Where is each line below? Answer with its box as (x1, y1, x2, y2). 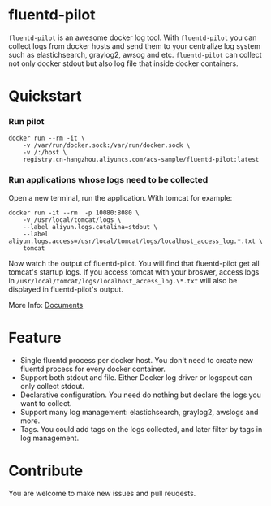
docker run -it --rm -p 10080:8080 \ (8, 209, 140, 217)
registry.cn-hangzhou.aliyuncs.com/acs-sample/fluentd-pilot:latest (23, 156, 260, 164)
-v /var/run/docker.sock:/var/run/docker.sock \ (23, 141, 191, 149)
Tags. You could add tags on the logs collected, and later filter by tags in (19, 424, 263, 434)
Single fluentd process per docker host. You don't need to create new (19, 355, 254, 365)
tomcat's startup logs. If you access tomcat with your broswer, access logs (8, 266, 260, 277)
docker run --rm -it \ (8, 134, 85, 143)
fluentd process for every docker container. (19, 364, 166, 374)
